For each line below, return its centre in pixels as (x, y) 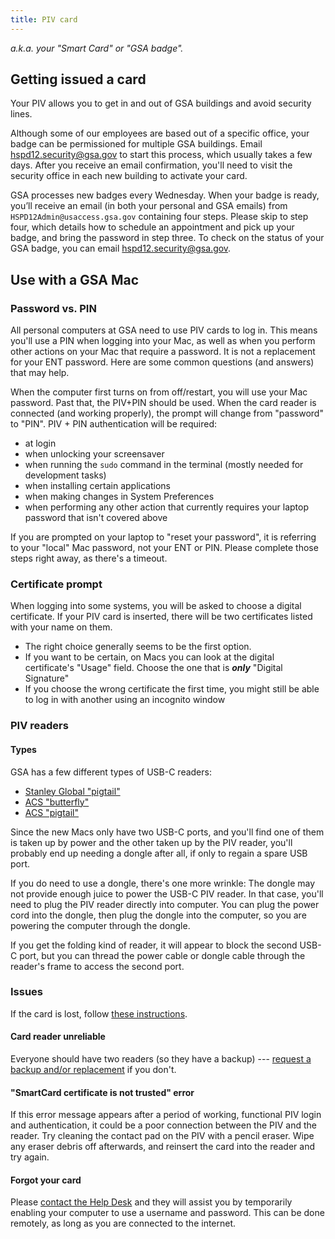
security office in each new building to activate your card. (129, 176)
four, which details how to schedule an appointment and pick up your (152, 227)
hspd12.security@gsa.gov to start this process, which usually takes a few (161, 155)
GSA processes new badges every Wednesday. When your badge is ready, (165, 195)
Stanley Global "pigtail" (72, 791)
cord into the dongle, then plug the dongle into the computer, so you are (158, 915)
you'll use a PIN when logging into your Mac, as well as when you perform (163, 341)
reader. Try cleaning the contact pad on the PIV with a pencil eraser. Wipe (162, 1136)
